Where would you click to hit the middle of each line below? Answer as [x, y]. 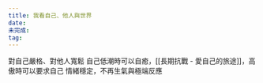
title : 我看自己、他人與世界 [50, 15]
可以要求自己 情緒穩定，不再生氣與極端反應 [92, 71]
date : [17, 23]
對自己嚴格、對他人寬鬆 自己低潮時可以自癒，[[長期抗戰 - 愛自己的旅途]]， [128, 61]
